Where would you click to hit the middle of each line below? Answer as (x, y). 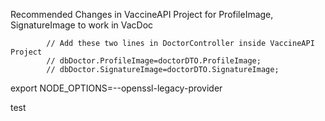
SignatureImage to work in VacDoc (82, 25)
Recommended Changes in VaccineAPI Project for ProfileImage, (142, 14)
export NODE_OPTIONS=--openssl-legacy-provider (116, 88)
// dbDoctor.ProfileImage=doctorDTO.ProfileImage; (154, 61)
